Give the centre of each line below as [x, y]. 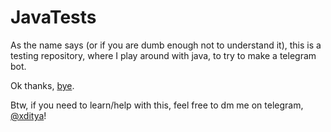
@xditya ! [28, 115]
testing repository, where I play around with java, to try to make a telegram [163, 55]
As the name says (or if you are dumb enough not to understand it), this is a [166, 45]
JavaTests [53, 17]
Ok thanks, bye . [42, 85]
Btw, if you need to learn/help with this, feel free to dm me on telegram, [157, 105]
